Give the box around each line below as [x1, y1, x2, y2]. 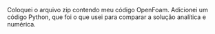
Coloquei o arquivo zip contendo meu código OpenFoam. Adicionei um [7, 6, 208, 14]
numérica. [7, 20, 36, 28]
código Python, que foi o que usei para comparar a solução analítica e [7, 13, 207, 21]
